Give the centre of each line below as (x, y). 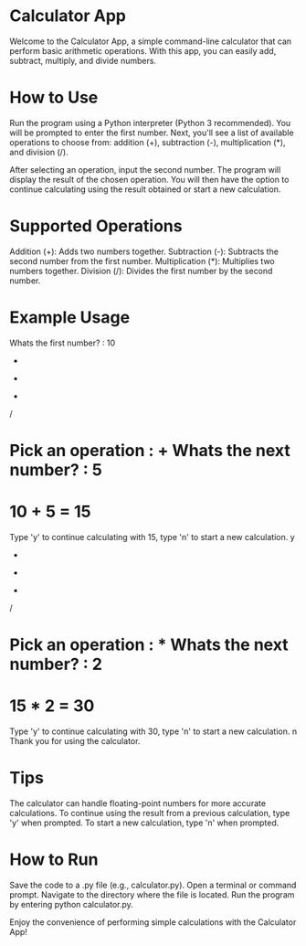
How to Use (54, 98)
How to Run (54, 860)
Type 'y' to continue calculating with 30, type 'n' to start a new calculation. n (153, 731)
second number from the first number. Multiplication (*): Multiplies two (142, 260)
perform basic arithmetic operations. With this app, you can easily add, (143, 50)
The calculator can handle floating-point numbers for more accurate (138, 803)
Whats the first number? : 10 (63, 343)
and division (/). (39, 152)
